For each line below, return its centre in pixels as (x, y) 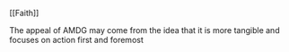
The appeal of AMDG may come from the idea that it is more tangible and (144, 30)
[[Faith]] (24, 13)
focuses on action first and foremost (76, 40)
